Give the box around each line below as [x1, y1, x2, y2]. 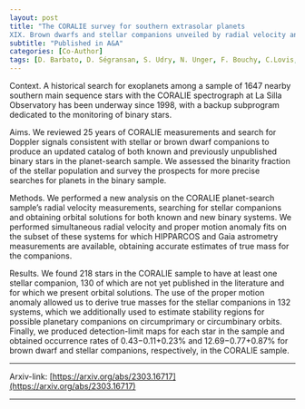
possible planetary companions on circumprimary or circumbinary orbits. [9, 316, 283, 326]
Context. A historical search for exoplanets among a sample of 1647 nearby [9, 81, 291, 91]
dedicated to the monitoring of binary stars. [9, 110, 172, 120]
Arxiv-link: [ [9, 371, 53, 382]
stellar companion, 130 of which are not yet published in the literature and [9, 278, 285, 288]
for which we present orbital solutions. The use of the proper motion [9, 287, 265, 297]
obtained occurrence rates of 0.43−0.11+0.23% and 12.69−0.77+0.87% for [9, 336, 289, 346]
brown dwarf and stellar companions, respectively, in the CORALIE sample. [9, 346, 290, 355]
